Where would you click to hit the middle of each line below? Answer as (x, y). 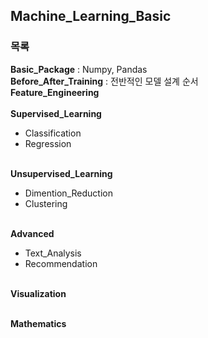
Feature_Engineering (55, 92)
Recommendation (61, 263)
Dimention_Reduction (68, 193)
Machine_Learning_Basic (91, 16)
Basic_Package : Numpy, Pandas (79, 69)
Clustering (46, 203)
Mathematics (38, 323)
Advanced (32, 233)
